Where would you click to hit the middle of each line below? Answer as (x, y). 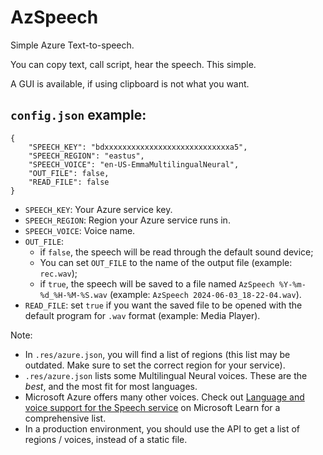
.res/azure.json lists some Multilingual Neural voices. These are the (166, 375)
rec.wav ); (58, 273)
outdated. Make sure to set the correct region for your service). (155, 365)
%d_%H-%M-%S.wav (73, 295)
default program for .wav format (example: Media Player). (142, 315)
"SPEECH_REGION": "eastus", (86, 156)
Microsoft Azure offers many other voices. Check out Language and (164, 397)
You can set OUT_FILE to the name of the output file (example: (166, 262)
